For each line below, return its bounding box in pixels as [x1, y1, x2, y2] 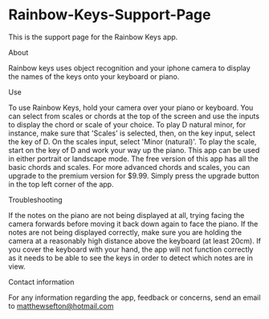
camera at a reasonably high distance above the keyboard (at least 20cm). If [8, 236, 261, 245]
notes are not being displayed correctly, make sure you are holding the [8, 227, 243, 237]
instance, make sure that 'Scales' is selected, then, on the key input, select [8, 128, 255, 138]
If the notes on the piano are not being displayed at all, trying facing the [8, 210, 245, 220]
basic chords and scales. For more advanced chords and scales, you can [8, 162, 251, 172]
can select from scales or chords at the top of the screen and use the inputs [8, 111, 259, 121]
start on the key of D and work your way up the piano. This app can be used [8, 145, 260, 155]
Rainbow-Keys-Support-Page [8, 6, 211, 24]
